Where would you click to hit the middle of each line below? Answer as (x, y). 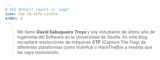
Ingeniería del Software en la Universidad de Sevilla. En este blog (82, 37)
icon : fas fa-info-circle (31, 14)
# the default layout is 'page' (38, 9)
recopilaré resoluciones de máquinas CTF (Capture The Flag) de (81, 42)
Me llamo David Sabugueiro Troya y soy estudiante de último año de (86, 32)
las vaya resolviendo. (38, 52)
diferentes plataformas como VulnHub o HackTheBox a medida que (84, 47)
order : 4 (14, 18)
